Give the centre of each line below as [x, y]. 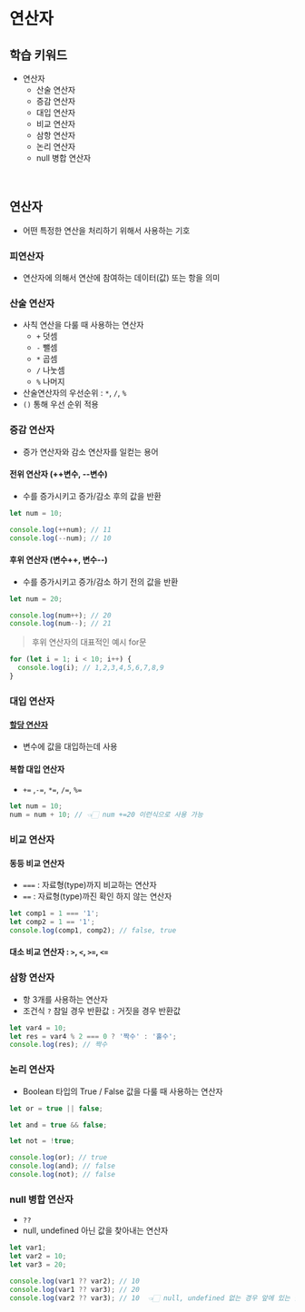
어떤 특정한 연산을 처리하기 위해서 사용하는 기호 [106, 230]
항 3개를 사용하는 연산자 [65, 999]
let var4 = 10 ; [38, 1028]
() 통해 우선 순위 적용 [60, 404]
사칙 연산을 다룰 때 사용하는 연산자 [83, 325]
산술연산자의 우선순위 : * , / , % [74, 393]
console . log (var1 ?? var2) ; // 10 [75, 1281]
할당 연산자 [29, 725]
